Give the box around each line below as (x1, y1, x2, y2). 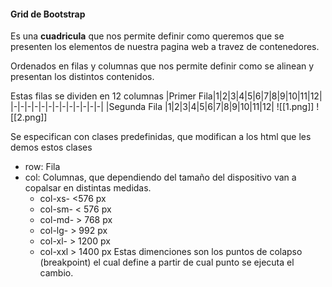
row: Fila (24, 161, 61, 173)
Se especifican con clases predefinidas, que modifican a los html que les (10, 131, 312, 143)
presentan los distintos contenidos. (10, 71, 155, 83)
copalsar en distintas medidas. (24, 182, 152, 194)
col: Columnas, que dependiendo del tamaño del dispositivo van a (24, 171, 297, 184)
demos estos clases (10, 141, 93, 154)
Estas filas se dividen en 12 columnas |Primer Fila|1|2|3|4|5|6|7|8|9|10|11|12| (10, 90, 323, 102)
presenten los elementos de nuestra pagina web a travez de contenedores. (10, 41, 320, 53)
